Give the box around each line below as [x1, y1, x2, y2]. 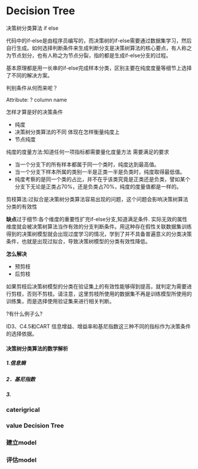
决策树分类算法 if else [6, 24, 59, 31]
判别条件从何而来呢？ [6, 84, 58, 91]
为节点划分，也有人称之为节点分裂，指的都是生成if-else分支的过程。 [6, 51, 171, 59]
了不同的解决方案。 [6, 72, 53, 79]
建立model [6, 439, 37, 447]
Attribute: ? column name [6, 96, 67, 103]
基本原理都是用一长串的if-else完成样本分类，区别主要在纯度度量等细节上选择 [6, 64, 192, 72]
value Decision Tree [6, 422, 64, 430]
